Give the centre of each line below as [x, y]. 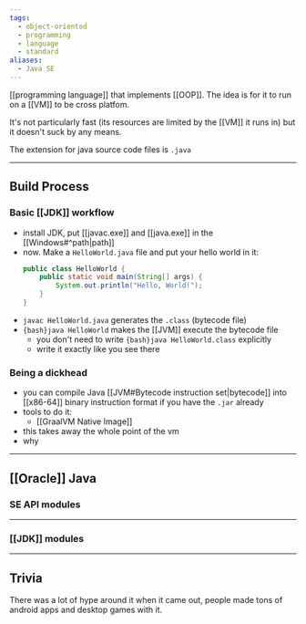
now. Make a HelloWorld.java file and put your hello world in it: [141, 252]
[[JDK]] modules [47, 538]
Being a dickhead [49, 372]
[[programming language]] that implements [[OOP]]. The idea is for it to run [150, 94]
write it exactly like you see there [98, 348]
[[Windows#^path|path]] [69, 242]
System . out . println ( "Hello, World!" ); [129, 286]
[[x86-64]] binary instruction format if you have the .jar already [143, 402]
